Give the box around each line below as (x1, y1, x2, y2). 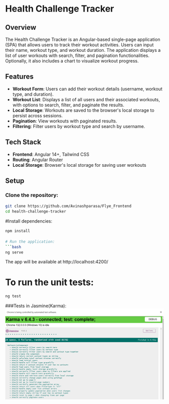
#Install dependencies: (5, 218, 53, 224)
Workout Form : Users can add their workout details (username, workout (12, 86, 162, 92)
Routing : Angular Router (12, 157, 63, 163)
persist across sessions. (12, 112, 63, 118)
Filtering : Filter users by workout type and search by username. (12, 123, 145, 129)
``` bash (5, 244, 22, 249)
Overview (5, 23, 37, 32)
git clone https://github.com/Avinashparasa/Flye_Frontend (5, 204, 132, 209)
